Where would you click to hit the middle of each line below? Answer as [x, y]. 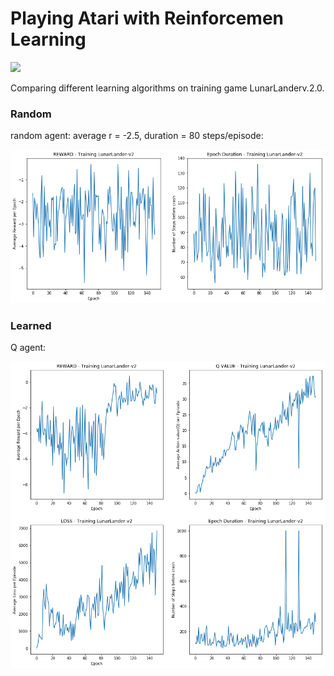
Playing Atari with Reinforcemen [147, 18]
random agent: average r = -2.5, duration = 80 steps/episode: [137, 136]
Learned [31, 326]
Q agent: [28, 348]
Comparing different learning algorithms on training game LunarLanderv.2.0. [167, 88]
